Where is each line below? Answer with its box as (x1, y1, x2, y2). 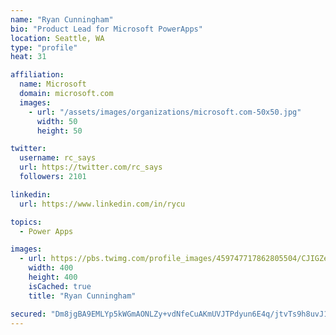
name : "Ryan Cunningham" (10, 14, 114, 25)
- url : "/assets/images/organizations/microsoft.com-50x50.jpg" (28, 107, 302, 117)
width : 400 (28, 263, 74, 273)
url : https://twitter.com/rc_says (19, 162, 163, 173)
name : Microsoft (19, 79, 87, 90)
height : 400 (28, 272, 78, 282)
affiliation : (10, 70, 65, 80)
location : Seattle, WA (10, 33, 105, 43)
